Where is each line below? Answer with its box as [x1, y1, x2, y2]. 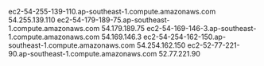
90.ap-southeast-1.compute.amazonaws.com [8, 49, 157, 58]
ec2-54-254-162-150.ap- [142, 32, 227, 41]
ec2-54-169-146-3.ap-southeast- [146, 24, 257, 33]
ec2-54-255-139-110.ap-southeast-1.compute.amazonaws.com [8, 7, 216, 16]
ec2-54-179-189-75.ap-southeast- [56, 15, 170, 25]
